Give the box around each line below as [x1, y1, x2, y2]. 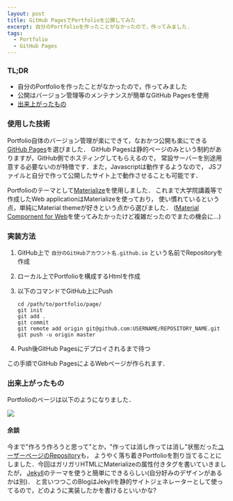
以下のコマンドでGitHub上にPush [17, 287, 113, 295]
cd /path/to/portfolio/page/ [17, 301, 102, 308]
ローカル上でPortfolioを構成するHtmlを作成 [17, 271, 140, 280]
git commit [17, 319, 49, 326]
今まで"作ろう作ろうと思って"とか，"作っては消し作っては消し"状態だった [7, 442, 218, 451]
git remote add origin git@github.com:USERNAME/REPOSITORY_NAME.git [17, 325, 220, 332]
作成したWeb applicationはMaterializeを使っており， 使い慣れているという [7, 195, 220, 203]
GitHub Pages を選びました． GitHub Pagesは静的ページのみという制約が [7, 144, 216, 154]
